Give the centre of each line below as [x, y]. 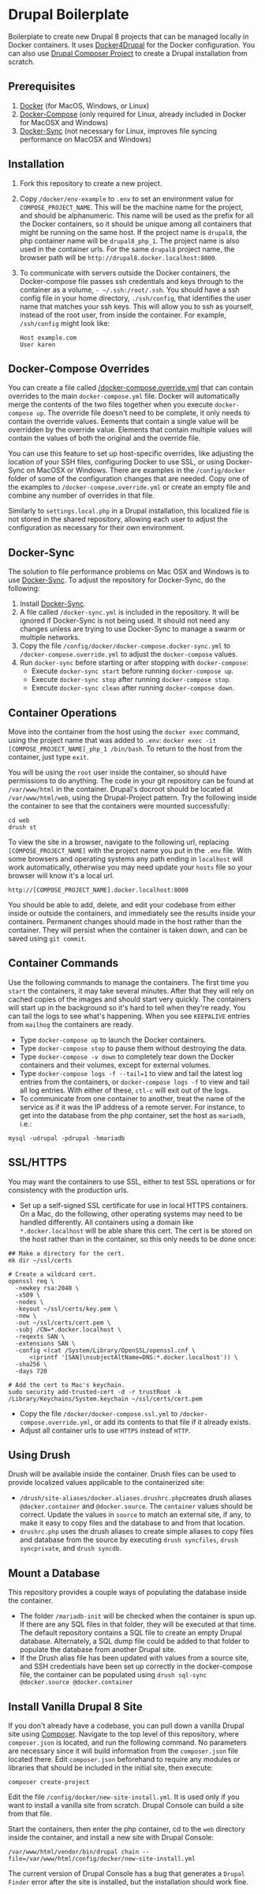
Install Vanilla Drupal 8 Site [76, 1706]
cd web [19, 820]
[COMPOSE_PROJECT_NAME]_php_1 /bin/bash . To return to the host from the [125, 748]
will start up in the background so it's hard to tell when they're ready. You [127, 1007]
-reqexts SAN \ [40, 1336]
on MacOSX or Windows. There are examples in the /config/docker [136, 470]
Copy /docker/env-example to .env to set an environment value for [127, 199]
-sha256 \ [31, 1364]
